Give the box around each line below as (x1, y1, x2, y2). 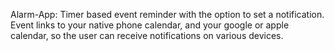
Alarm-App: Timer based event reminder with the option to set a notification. (10, 9, 325, 20)
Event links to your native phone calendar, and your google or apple (10, 19, 290, 31)
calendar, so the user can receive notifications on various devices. (10, 30, 284, 41)
